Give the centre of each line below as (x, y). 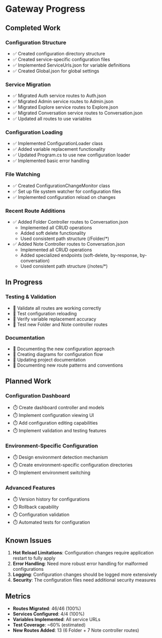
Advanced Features (30, 488)
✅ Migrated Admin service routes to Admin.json (63, 102)
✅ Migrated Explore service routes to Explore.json (65, 107)
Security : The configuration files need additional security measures (84, 580)
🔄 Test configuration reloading (45, 313)
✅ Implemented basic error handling (51, 161)
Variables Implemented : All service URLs (57, 619)
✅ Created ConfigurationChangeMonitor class (61, 186)
